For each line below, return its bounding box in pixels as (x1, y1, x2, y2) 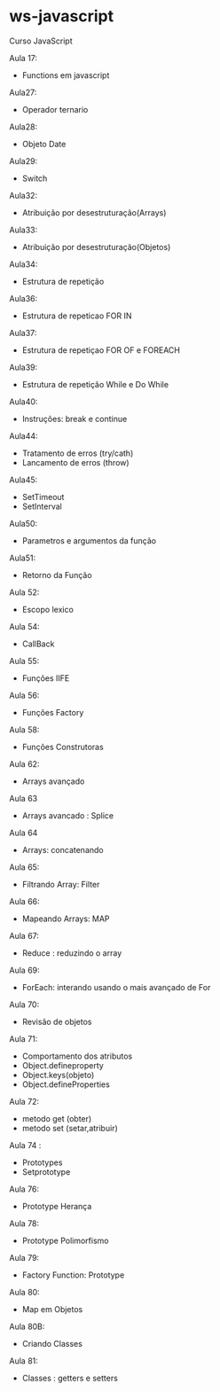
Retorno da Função (21, 569, 92, 580)
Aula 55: (9, 655, 40, 666)
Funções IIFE (21, 672, 70, 684)
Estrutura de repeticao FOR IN (21, 310, 132, 321)
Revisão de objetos (21, 1016, 92, 1027)
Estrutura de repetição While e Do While (21, 379, 169, 389)
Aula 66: (9, 895, 40, 906)
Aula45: (9, 474, 38, 485)
